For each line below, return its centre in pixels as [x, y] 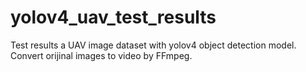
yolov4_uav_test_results [113, 17]
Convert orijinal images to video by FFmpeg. [101, 55]
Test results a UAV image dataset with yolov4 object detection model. [153, 45]
